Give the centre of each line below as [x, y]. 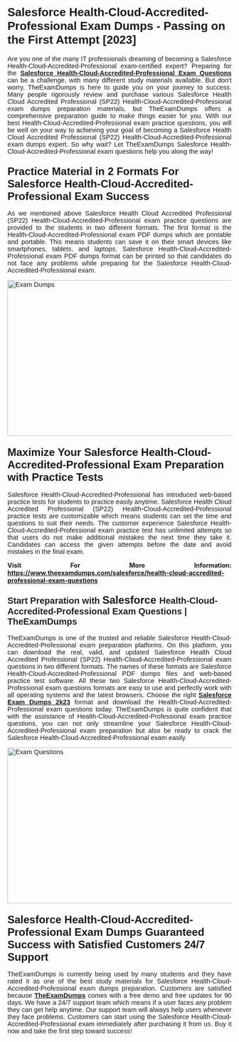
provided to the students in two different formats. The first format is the [119, 228]
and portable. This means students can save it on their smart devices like [119, 242]
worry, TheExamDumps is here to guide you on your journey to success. [119, 87]
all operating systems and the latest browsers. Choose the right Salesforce [119, 695]
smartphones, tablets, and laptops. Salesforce [80, 249]
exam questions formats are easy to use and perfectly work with [138, 688]
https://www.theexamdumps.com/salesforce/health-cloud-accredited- [116, 573]
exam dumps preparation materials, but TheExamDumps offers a [119, 109]
